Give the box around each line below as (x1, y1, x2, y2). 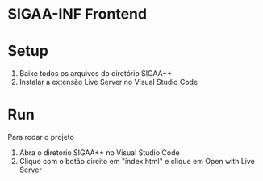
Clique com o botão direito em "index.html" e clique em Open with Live (19, 157, 255, 166)
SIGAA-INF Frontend (7, 5, 147, 23)
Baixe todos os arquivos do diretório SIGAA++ (19, 69, 173, 78)
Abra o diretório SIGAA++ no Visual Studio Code (19, 148, 180, 158)
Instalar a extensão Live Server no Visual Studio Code (19, 78, 198, 87)
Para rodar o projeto (7, 133, 74, 142)
